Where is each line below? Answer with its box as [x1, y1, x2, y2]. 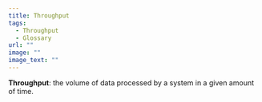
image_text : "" [8, 57, 59, 65]
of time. [8, 86, 34, 96]
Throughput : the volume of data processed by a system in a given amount [8, 77, 255, 88]
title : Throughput [8, 11, 70, 20]
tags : [8, 19, 26, 27]
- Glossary [15, 33, 52, 42]
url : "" [8, 41, 34, 49]
